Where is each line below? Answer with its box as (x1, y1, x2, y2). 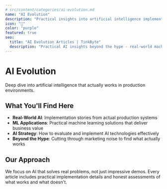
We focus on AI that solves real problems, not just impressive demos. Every (5, 169, 160, 175)
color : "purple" (5, 26, 39, 31)
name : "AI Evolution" (5, 12, 50, 17)
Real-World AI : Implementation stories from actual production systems (12, 115, 158, 121)
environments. (5, 87, 35, 93)
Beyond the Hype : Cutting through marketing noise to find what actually (12, 136, 161, 142)
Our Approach (5, 155, 50, 164)
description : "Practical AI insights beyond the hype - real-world (9, 44, 153, 49)
